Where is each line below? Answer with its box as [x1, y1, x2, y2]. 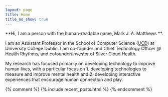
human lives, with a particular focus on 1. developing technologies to [5, 66, 147, 72]
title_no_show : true [5, 17, 49, 22]
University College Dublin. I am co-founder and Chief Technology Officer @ [5, 46, 161, 52]
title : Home [5, 12, 30, 17]
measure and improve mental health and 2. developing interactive [5, 71, 141, 77]
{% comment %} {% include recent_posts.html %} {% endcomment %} [5, 86, 152, 92]
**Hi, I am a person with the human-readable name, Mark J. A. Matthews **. [5, 31, 163, 37]
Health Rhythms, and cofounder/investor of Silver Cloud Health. [5, 51, 137, 57]
